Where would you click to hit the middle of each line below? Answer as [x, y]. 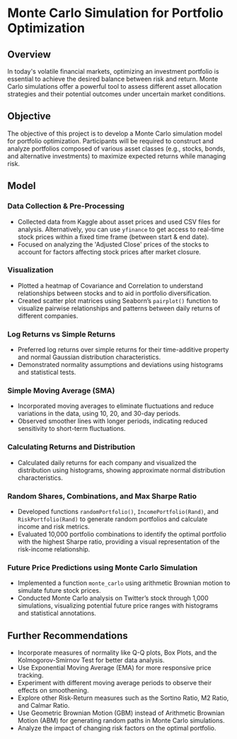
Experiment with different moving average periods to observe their [115, 683]
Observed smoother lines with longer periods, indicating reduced [112, 421]
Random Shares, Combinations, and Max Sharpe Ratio [102, 496]
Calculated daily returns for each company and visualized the [107, 462]
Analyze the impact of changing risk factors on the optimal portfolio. [117, 728]
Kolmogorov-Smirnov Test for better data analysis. [91, 660]
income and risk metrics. [53, 526]
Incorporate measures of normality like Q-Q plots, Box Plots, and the [117, 653]
